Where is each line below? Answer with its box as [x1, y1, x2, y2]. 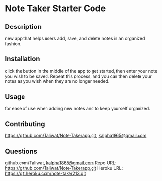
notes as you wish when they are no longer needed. [5, 78, 110, 84]
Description [5, 23, 42, 31]
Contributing [5, 120, 45, 128]
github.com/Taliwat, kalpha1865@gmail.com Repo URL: [5, 160, 116, 166]
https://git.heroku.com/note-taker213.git [5, 170, 86, 177]
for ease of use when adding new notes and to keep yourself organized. [5, 105, 150, 111]
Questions [5, 147, 38, 155]
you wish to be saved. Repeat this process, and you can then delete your [5, 73, 152, 79]
